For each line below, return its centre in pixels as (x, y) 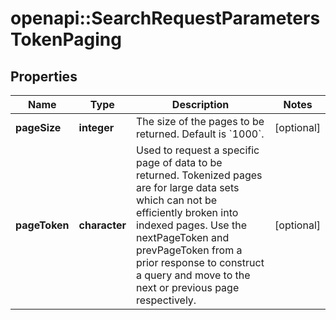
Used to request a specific (198, 150)
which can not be (177, 200)
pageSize (38, 127)
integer (96, 127)
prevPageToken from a (189, 250)
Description (200, 104)
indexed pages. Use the (192, 225)
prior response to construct (200, 262)
